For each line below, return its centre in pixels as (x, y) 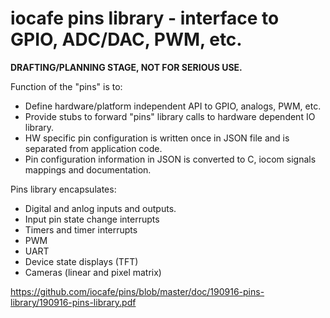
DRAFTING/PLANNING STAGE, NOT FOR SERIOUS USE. (126, 67)
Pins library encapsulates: (63, 189)
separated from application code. (93, 148)
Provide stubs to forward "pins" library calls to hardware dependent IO (170, 116)
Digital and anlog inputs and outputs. (100, 208)
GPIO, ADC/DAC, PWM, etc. (126, 39)
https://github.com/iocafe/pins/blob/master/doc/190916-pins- (137, 291)
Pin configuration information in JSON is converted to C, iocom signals (170, 159)
